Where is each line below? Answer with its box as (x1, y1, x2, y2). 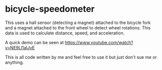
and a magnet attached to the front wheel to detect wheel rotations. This (5, 24, 151, 30)
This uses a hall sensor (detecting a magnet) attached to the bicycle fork (5, 20, 151, 25)
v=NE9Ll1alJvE (5, 45, 35, 50)
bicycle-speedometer (5, 3, 95, 15)
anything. (5, 59, 24, 65)
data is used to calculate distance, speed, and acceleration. (5, 30, 125, 36)
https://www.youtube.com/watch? (64, 39, 133, 45)
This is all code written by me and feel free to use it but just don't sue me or (5, 54, 157, 60)
